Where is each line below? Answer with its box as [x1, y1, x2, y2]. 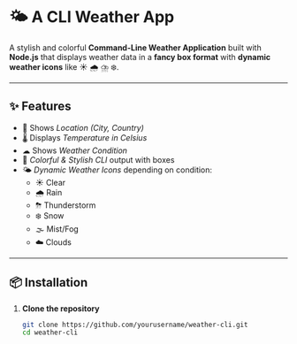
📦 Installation [9, 275, 88, 290]
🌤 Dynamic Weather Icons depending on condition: [21, 164, 213, 175]
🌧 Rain [34, 187, 63, 197]
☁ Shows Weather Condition [21, 145, 128, 156]
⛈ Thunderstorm [34, 200, 96, 210]
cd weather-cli [21, 328, 79, 337]
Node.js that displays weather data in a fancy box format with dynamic [9, 51, 271, 62]
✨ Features [9, 99, 72, 114]
